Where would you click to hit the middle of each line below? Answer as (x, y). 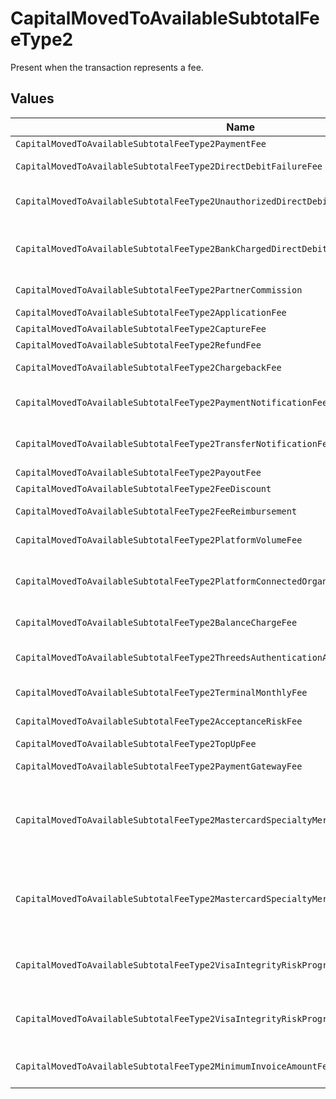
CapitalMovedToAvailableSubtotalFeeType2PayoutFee (138, 472)
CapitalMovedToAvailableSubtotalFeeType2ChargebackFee (148, 367)
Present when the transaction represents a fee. (107, 67)
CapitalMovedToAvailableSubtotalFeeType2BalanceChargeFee (156, 622)
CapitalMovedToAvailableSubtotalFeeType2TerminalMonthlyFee (161, 692)
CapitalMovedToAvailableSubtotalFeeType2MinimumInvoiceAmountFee (174, 1066)
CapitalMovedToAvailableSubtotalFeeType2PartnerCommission (159, 290)
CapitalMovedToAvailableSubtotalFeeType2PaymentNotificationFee (171, 402)
